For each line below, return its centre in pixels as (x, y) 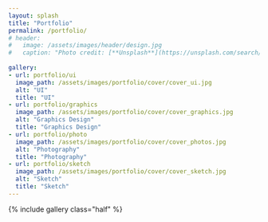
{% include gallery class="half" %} (66, 209)
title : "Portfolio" (41, 23)
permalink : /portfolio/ (48, 30)
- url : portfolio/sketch (49, 165)
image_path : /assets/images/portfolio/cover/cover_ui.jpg (114, 82)
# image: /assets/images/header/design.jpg (85, 46)
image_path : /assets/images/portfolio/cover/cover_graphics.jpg (124, 113)
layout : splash (33, 16)
